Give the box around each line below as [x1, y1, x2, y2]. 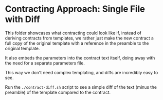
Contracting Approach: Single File [5, 3, 145, 15]
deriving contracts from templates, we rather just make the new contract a [5, 35, 154, 41]
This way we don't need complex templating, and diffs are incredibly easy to [5, 69, 158, 75]
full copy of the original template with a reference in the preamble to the [5, 40, 149, 46]
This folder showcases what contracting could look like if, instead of [5, 30, 142, 36]
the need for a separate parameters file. [5, 60, 85, 66]
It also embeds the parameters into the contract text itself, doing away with [5, 55, 155, 60]
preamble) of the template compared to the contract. [5, 89, 111, 95]
